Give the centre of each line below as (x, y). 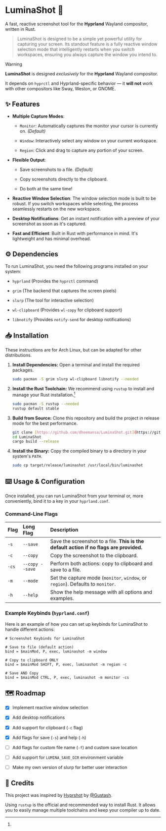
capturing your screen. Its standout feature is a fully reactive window (87, 44)
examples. (62, 598)
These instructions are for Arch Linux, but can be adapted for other (73, 350)
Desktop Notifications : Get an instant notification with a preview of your (86, 218)
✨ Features (22, 104)
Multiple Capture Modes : (38, 116)
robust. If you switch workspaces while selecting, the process (75, 203)
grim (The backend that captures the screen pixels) (64, 291)
